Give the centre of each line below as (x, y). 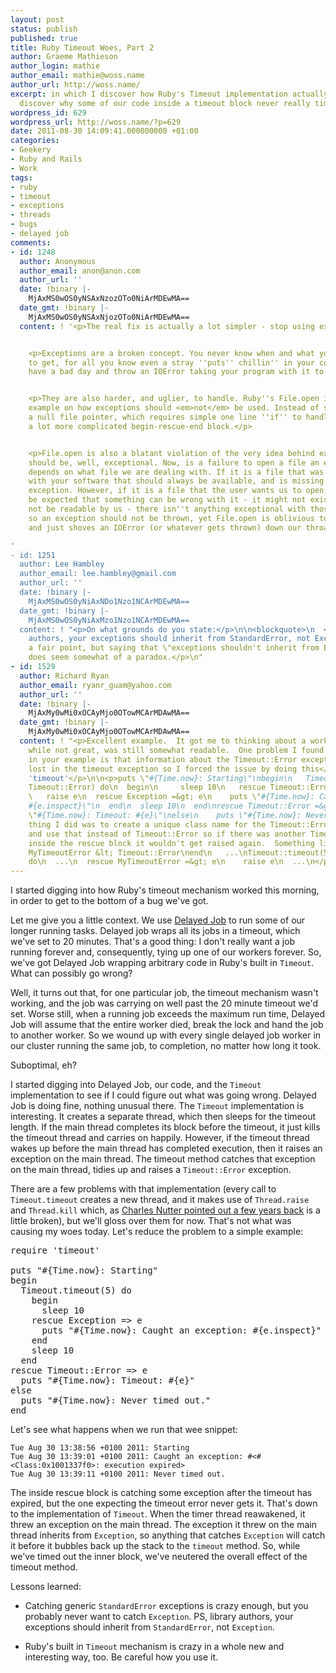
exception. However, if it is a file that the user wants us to (165, 491)
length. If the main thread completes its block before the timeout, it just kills (165, 1127)
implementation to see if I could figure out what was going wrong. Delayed (163, 1095)
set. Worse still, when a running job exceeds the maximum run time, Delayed (167, 1014)
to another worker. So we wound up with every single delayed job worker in (166, 1035)
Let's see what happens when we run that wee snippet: (124, 1430)
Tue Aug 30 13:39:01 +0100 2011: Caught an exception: (127, 1457)
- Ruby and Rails (46, 159)
